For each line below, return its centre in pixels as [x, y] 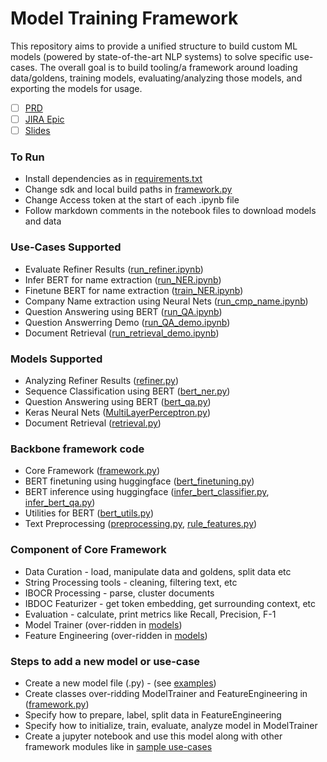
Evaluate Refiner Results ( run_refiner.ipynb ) [114, 269]
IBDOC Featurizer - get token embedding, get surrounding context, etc [170, 603]
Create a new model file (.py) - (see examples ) [120, 683]
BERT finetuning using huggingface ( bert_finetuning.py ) [139, 481]
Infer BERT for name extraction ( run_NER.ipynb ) [123, 279]
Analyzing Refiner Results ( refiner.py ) [102, 381]
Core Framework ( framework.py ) [92, 471]
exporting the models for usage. [76, 88]
